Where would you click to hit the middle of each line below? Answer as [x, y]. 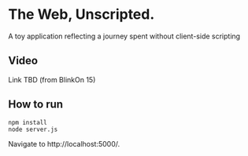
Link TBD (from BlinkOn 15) [52, 79]
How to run [36, 105]
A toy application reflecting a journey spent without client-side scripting [124, 36]
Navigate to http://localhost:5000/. [64, 143]
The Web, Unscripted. [81, 15]
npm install [28, 122]
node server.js [33, 129]
